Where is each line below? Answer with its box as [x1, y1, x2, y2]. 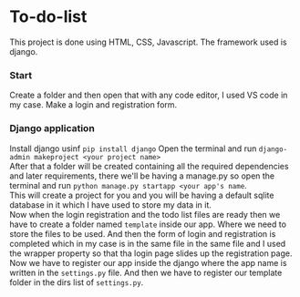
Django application [9, 122, 96, 135]
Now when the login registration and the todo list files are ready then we [9, 209, 281, 220]
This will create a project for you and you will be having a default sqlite [9, 189, 274, 200]
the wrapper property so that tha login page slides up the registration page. [9, 248, 293, 259]
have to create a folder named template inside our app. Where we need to [9, 219, 287, 230]
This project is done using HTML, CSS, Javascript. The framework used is [9, 36, 287, 47]
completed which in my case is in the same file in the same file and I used [9, 238, 286, 249]
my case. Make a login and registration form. [9, 99, 178, 110]
